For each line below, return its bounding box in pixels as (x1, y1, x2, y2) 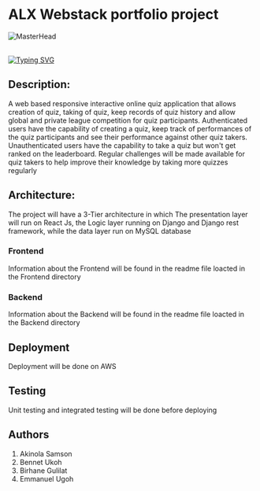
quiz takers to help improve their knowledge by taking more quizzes (8, 157, 228, 167)
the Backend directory (8, 318, 80, 327)
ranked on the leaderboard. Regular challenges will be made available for (8, 149, 246, 158)
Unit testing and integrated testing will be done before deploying (8, 405, 217, 415)
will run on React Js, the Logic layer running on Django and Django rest (8, 218, 239, 227)
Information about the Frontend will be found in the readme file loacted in (8, 264, 246, 273)
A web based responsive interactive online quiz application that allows (8, 98, 236, 108)
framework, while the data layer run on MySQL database (8, 226, 191, 235)
